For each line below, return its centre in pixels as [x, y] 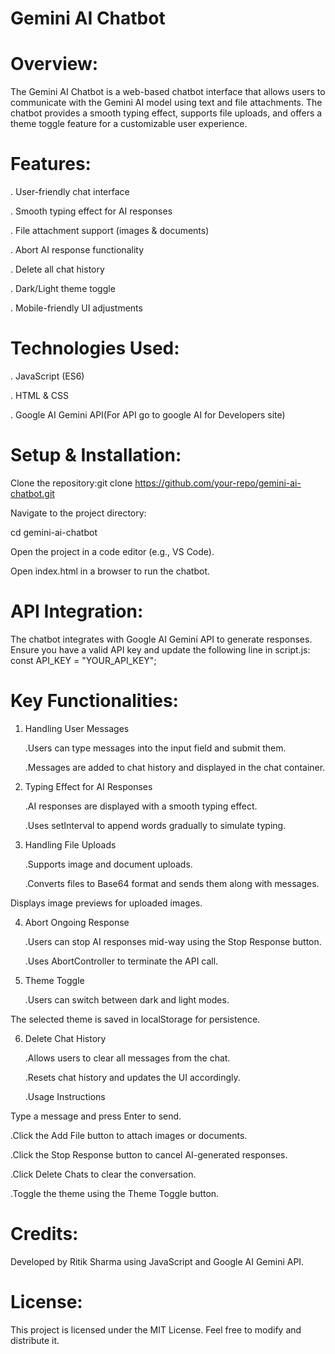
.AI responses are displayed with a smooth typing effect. [141, 806]
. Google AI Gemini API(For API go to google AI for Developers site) [148, 415]
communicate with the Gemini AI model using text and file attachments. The [166, 103]
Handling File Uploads [70, 844]
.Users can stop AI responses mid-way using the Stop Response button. [173, 941]
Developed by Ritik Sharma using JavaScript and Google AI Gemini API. [157, 1261]
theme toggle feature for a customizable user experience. [129, 124]
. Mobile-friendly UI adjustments [76, 308]
